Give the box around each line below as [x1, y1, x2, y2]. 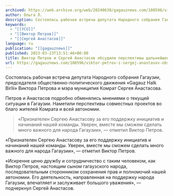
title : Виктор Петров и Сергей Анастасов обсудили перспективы [5, 55, 144, 61]
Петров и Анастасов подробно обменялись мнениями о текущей [5, 95, 149, 101]
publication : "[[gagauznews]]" [5, 46, 73, 51]
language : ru [5, 41, 33, 46]
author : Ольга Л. [5, 12, 43, 17]
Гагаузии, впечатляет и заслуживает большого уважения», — [5, 180, 142, 186]
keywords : [5, 22, 27, 27]
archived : [5, 7, 27, 13]
